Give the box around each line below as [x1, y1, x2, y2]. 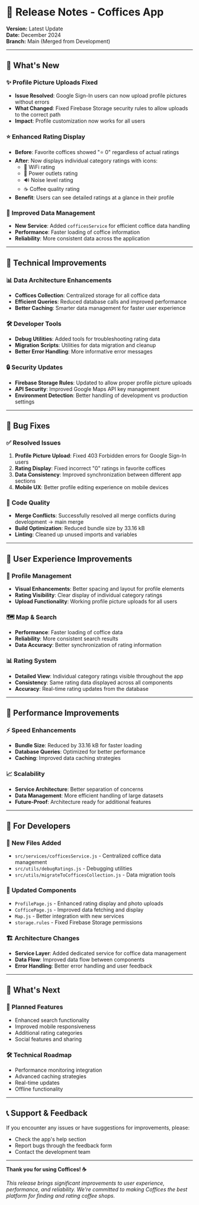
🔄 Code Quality [6, 499, 50, 507]
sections [14, 477, 36, 484]
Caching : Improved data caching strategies [14, 755, 121, 762]
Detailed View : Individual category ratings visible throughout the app [14, 672, 184, 680]
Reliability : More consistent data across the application [14, 235, 150, 242]
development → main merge [14, 518, 84, 525]
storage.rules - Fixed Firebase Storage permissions [14, 919, 143, 926]
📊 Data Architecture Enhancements [6, 276, 112, 284]
